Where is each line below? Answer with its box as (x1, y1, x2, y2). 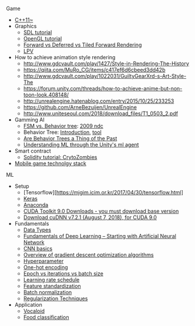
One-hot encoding (23, 264, 69, 271)
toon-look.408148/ (23, 91, 69, 98)
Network (23, 239, 45, 246)
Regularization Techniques (23, 295, 88, 302)
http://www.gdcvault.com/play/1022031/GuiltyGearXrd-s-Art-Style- (23, 73, 187, 79)
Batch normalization (23, 289, 72, 295)
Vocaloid (23, 308, 45, 314)
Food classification (23, 314, 69, 321)
